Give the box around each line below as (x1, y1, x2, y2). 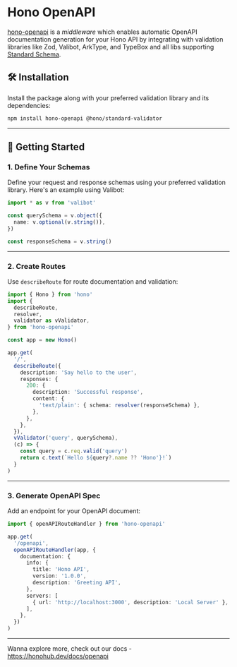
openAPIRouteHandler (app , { (13, 546, 97, 553)
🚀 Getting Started (7, 141, 85, 153)
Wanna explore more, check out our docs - (7, 644, 132, 653)
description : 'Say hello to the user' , (20, 368, 138, 376)
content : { (32, 395, 65, 402)
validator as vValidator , (13, 317, 90, 325)
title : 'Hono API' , (32, 566, 90, 573)
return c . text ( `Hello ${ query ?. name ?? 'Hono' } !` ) (20, 455, 172, 462)
